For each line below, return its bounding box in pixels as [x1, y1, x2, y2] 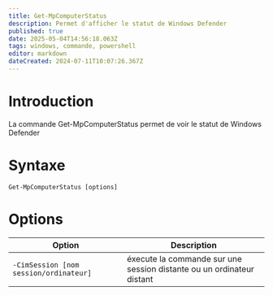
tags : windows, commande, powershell [8, 42, 136, 50]
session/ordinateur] [12, 268, 92, 277]
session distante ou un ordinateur [127, 263, 254, 275]
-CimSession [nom [12, 260, 80, 269]
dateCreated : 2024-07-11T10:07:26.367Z [8, 58, 144, 66]
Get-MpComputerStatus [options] [8, 183, 118, 191]
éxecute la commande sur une [127, 253, 242, 264]
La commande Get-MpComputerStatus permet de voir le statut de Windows [8, 119, 262, 128]
